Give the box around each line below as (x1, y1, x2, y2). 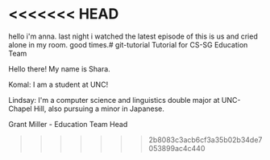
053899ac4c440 (148, 143, 206, 153)
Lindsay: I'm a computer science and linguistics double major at (8, 95, 220, 105)
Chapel (8, 104, 32, 113)
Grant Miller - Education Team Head (8, 119, 128, 129)
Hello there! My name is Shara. (8, 64, 110, 73)
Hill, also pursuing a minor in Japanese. (33, 104, 165, 113)
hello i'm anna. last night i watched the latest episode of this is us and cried (8, 31, 258, 41)
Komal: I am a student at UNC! (8, 80, 109, 89)
